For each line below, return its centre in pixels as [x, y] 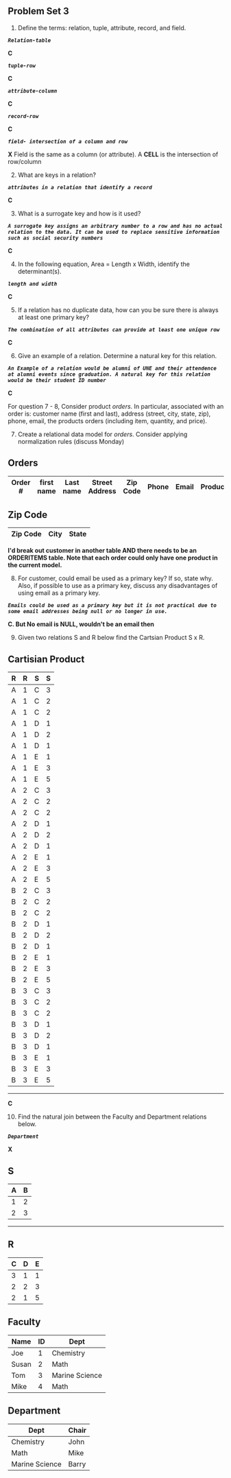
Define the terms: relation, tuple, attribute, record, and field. [102, 27]
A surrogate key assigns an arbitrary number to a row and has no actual [115, 226]
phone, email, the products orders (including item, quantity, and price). [108, 420]
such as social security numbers [56, 238]
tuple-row [22, 65]
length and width [33, 284]
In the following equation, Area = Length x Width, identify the [104, 264]
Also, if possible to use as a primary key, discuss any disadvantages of [118, 586]
